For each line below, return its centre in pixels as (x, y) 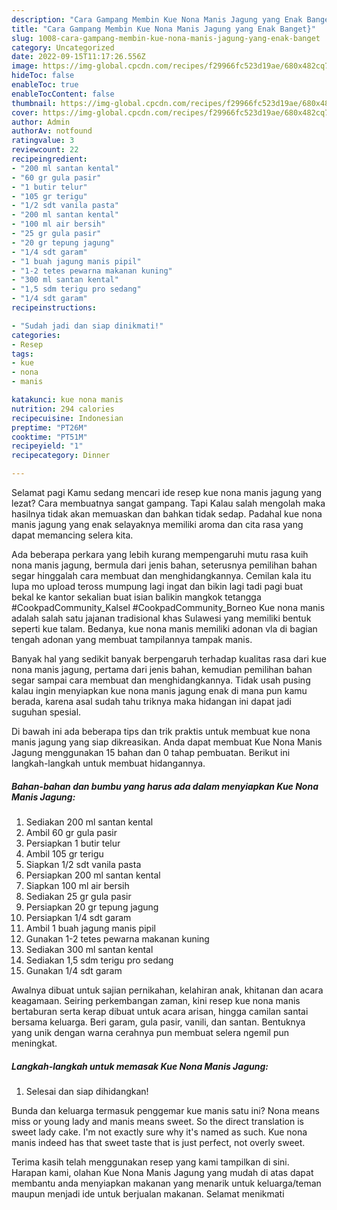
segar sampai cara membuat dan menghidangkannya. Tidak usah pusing (161, 680)
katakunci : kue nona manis (67, 400)
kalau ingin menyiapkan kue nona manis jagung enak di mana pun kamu (159, 690)
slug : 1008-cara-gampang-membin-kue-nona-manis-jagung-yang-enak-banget (166, 38)
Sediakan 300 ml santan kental (89, 949)
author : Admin (41, 122)
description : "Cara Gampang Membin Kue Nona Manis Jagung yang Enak (157, 19)
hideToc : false (43, 76)
